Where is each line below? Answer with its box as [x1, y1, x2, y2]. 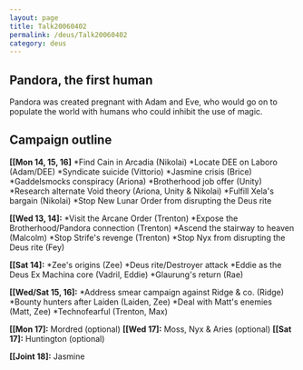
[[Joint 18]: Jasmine [9, 351, 85, 362]
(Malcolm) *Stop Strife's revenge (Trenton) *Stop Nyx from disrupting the [9, 232, 286, 243]
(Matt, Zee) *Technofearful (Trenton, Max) [9, 305, 168, 316]
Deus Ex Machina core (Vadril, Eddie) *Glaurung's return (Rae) [9, 269, 244, 280]
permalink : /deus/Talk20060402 [9, 30, 128, 39]
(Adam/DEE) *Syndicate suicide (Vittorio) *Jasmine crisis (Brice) [9, 165, 252, 177]
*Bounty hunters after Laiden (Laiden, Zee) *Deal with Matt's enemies [9, 296, 272, 307]
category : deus [9, 38, 67, 48]
